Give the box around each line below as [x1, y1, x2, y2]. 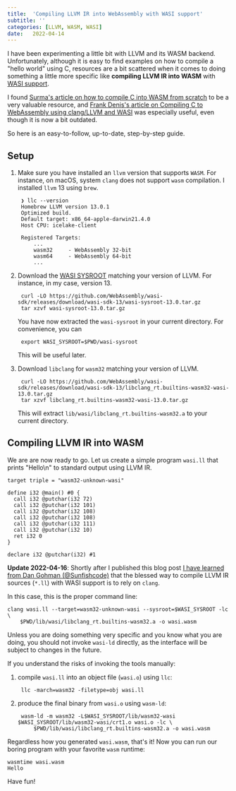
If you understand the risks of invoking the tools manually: [7, 659, 176, 667]
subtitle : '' [7, 17, 46, 24]
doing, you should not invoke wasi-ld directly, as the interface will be [7, 638, 208, 646]
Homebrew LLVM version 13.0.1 [20, 203, 110, 210]
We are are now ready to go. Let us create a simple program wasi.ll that [7, 456, 218, 464]
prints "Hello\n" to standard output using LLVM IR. [7, 463, 153, 472]
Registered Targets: [20, 234, 81, 242]
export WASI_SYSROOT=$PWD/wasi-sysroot [20, 338, 138, 346]
